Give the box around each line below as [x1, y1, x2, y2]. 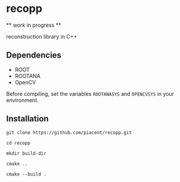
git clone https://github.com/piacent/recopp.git [6, 130, 132, 136]
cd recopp [6, 140, 31, 146]
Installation [6, 114, 49, 124]
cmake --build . [6, 171, 46, 177]
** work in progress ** [6, 21, 61, 29]
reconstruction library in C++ [6, 33, 77, 40]
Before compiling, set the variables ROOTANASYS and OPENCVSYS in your [6, 90, 175, 97]
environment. [6, 96, 39, 103]
